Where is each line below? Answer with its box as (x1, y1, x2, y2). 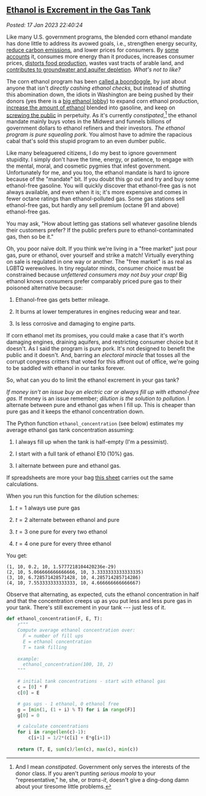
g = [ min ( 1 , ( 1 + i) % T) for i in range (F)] (17, 706, 136, 712)
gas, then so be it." (6, 233, 54, 240)
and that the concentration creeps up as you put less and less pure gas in (6, 597, 192, 605)
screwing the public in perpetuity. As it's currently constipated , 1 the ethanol (6, 110, 197, 119)
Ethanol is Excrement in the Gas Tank (6, 5, 151, 15)
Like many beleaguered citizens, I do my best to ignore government (6, 149, 177, 157)
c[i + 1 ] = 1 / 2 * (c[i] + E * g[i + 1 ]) (28, 735, 112, 741)
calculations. (6, 481, 39, 488)
